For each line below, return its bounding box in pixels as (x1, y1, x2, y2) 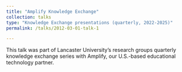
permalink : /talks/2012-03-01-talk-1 (6, 25, 99, 31)
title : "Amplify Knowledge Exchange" (6, 8, 99, 15)
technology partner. (6, 59, 54, 66)
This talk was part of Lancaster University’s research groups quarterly (6, 47, 176, 54)
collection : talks (6, 14, 51, 20)
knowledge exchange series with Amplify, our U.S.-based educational (6, 53, 176, 60)
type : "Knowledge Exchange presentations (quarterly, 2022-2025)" (6, 19, 173, 25)
